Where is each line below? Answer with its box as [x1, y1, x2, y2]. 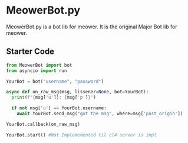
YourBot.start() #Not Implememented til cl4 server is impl [6, 132, 157, 138]
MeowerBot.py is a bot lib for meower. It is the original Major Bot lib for [6, 23, 178, 30]
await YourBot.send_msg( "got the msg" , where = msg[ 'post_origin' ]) [17, 110, 183, 116]
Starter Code [6, 47, 55, 57]
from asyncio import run [6, 67, 67, 74]
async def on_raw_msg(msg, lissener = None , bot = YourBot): [6, 89, 149, 95]
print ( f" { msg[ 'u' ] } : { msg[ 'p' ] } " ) [11, 95, 96, 100]
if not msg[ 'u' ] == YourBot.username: [11, 105, 107, 111]
